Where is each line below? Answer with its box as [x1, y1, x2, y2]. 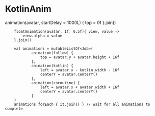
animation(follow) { [31, 50, 74, 55]
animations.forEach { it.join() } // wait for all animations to [14, 102, 151, 107]
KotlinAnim [5, 3, 52, 15]
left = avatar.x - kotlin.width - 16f [40, 68, 120, 72]
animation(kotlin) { [31, 63, 74, 68]
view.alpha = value [23, 33, 63, 38]
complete [5, 106, 23, 111]
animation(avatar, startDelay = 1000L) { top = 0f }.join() [5, 20, 116, 25]
